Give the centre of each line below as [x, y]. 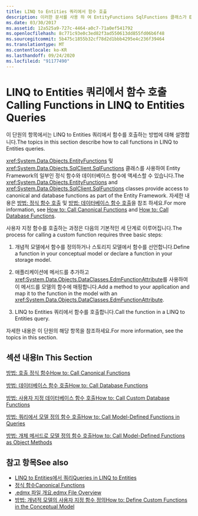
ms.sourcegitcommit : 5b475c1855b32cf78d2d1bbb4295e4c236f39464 [85, 39]
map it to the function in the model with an [66, 294]
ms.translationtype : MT [35, 45]
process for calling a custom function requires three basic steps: [85, 235]
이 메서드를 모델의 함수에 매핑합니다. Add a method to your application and [102, 287]
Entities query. [32, 319]
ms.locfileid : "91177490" [38, 61]
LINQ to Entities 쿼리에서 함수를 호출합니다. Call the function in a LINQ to [100, 312]
